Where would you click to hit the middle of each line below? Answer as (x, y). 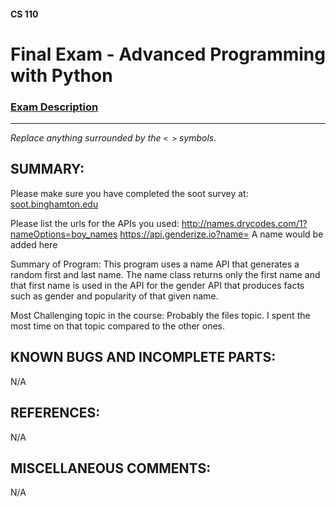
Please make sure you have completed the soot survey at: (129, 193)
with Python (61, 75)
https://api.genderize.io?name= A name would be (221, 234)
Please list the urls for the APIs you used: (95, 223)
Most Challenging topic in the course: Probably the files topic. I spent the (160, 315)
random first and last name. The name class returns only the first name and (165, 274)
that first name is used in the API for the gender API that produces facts (157, 285)
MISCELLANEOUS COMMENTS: (111, 468)
